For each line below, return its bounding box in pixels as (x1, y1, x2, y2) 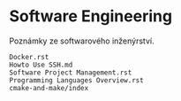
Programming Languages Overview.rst (9, 75, 144, 85)
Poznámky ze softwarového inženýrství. (9, 35, 155, 46)
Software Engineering (9, 6, 173, 27)
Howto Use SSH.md (9, 60, 73, 69)
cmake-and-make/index (9, 83, 89, 92)
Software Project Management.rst (9, 68, 132, 77)
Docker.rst (9, 52, 49, 61)
